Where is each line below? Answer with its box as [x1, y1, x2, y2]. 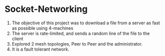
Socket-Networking [4, 3, 88, 15]
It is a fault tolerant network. [11, 46, 70, 52]
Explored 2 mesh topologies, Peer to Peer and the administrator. [11, 41, 143, 47]
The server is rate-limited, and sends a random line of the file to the [11, 30, 150, 36]
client [11, 36, 23, 42]
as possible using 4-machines [11, 25, 74, 31]
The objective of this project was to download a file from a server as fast [11, 20, 161, 26]
